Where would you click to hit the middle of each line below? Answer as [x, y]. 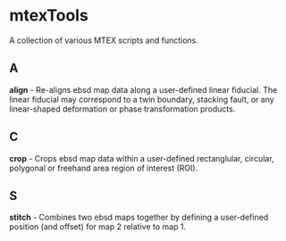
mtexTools [49, 16]
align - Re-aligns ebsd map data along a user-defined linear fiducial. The [143, 89]
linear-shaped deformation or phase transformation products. [122, 109]
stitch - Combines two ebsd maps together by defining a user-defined [139, 217]
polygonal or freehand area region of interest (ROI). [104, 168]
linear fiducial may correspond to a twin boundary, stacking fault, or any [142, 99]
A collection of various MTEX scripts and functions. [104, 40]
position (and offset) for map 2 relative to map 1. [97, 227]
